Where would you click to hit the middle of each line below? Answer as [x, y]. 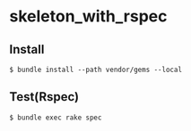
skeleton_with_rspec [88, 16]
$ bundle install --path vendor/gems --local [95, 70]
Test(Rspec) [44, 97]
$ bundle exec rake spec [56, 118]
